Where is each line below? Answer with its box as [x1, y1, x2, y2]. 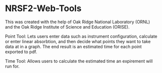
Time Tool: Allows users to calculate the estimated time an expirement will [5, 58, 153, 64]
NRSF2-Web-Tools [5, 3, 81, 14]
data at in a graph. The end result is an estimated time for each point [5, 44, 142, 49]
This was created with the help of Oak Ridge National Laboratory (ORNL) [5, 19, 150, 25]
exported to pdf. [5, 49, 37, 55]
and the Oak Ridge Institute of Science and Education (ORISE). [5, 24, 130, 29]
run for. [5, 63, 20, 69]
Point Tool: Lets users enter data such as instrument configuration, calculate [5, 33, 158, 39]
